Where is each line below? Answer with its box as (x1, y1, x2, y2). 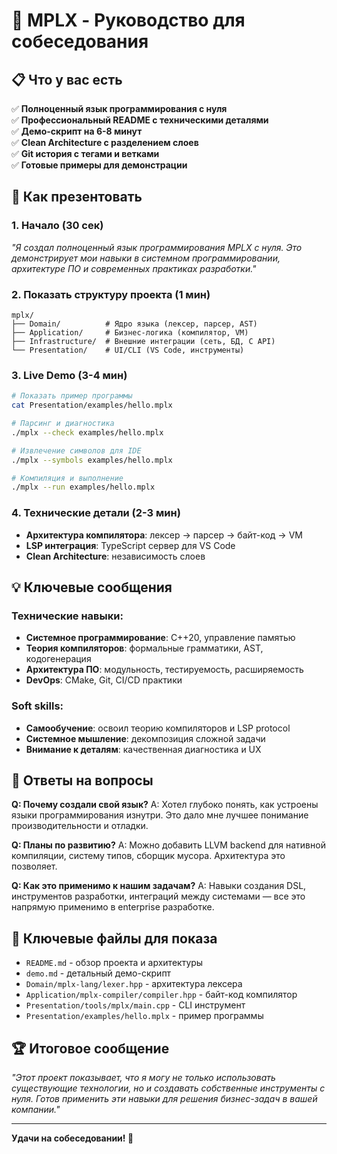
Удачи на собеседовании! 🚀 (11, 1132, 134, 1144)
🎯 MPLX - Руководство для (11, 9, 246, 32)
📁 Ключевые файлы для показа (11, 930, 218, 947)
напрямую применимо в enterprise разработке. (11, 901, 215, 913)
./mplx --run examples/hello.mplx (11, 482, 156, 493)
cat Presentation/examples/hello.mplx (11, 400, 173, 411)
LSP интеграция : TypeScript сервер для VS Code (25, 539, 236, 551)
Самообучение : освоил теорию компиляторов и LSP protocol (25, 722, 291, 734)
